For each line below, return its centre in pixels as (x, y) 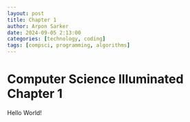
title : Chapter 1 (32, 20)
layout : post (26, 13)
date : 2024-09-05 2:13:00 (44, 33)
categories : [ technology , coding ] (57, 39)
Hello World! (25, 112)
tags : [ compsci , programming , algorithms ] (69, 45)
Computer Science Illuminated (95, 79)
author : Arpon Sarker (38, 26)
